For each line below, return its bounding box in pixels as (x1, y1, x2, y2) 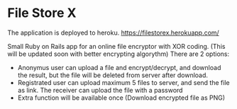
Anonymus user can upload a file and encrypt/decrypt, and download (17, 63, 221, 71)
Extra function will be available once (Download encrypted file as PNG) (17, 93, 226, 102)
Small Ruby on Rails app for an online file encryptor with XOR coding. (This (7, 42, 226, 50)
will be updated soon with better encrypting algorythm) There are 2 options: (7, 50, 230, 58)
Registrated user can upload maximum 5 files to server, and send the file (17, 78, 230, 86)
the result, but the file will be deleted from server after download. (17, 71, 208, 79)
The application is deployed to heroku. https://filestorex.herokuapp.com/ (7, 28, 220, 37)
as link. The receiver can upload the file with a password (17, 86, 183, 94)
